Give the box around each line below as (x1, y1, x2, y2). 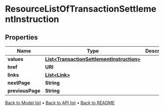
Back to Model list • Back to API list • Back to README (5, 100, 115, 106)
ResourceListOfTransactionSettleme (5, 3, 157, 15)
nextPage (7, 79, 30, 86)
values (7, 56, 23, 62)
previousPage (7, 88, 41, 94)
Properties (5, 33, 38, 41)
